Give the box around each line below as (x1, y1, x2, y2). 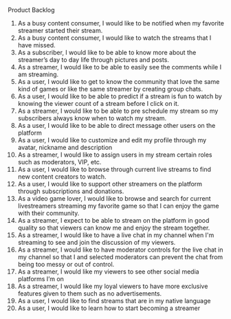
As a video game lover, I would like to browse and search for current (17, 195, 212, 202)
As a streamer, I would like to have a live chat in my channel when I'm (17, 231, 214, 239)
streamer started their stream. (17, 27, 103, 34)
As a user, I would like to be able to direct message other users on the (17, 122, 216, 129)
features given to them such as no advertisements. (17, 289, 162, 298)
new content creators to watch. (17, 173, 107, 181)
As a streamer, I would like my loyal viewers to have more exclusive (17, 282, 208, 290)
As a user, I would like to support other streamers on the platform (17, 180, 202, 188)
